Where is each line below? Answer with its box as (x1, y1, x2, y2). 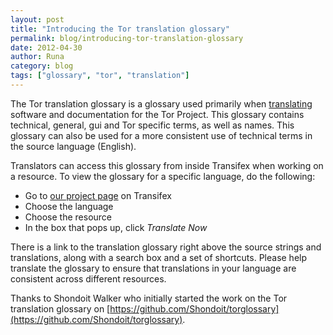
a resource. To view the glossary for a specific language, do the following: (10, 170, 316, 182)
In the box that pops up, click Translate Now (24, 221, 208, 233)
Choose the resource (24, 211, 112, 223)
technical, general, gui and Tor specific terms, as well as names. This (10, 119, 295, 131)
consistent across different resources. (10, 272, 167, 285)
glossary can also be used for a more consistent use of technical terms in (10, 129, 313, 141)
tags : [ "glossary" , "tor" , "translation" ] (10, 71, 190, 81)
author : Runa (10, 52, 65, 62)
